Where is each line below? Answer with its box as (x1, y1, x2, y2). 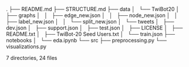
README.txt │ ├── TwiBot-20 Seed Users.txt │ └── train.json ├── (6, 31, 175, 38)
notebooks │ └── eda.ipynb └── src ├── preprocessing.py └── (6, 37, 167, 43)
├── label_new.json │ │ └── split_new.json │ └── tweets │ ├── (6, 18, 174, 25)
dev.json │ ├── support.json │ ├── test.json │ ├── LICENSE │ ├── (6, 24, 183, 31)
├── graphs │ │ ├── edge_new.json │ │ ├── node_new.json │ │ (6, 12, 178, 19)
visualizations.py (6, 43, 47, 50)
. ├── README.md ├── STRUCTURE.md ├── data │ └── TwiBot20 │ (6, 6, 180, 12)
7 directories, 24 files (6, 55, 58, 61)
